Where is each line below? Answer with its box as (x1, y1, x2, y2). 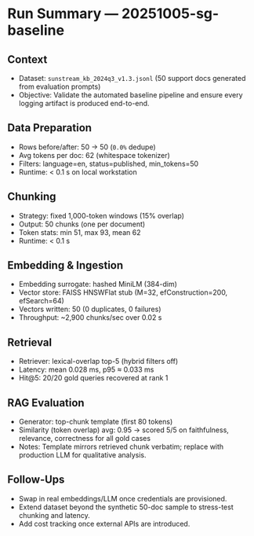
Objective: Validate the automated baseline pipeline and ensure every (18, 90, 244, 99)
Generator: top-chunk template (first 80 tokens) (18, 417, 173, 427)
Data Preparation (7, 121, 92, 134)
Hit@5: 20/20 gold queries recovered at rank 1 (18, 373, 169, 383)
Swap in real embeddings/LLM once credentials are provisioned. (18, 494, 227, 503)
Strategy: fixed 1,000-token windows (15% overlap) (18, 211, 185, 220)
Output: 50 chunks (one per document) (18, 219, 146, 229)
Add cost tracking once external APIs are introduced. (18, 519, 190, 528)
